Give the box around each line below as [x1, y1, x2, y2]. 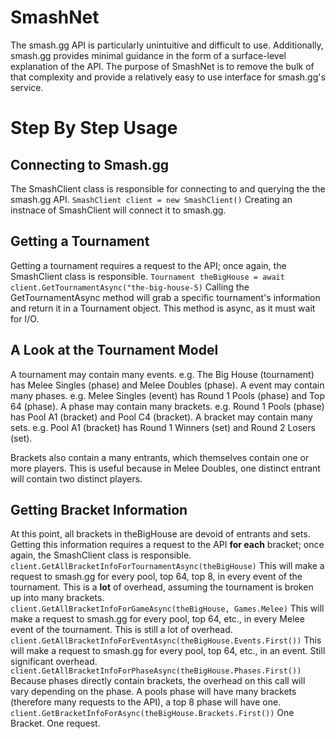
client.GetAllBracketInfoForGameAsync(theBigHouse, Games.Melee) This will [10, 602, 325, 615]
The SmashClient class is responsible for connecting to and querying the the [10, 182, 326, 195]
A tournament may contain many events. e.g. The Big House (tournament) [10, 368, 315, 380]
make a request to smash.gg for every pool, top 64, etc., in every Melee [10, 613, 305, 625]
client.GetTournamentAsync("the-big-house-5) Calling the [10, 281, 250, 293]
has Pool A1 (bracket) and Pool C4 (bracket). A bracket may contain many [10, 411, 313, 423]
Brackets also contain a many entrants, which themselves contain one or [10, 451, 310, 463]
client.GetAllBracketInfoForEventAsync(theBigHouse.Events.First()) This [10, 634, 322, 646]
